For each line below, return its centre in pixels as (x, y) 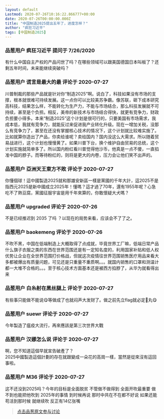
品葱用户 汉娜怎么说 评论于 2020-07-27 (52, 339)
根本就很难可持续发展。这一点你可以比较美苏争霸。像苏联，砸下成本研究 (86, 100)
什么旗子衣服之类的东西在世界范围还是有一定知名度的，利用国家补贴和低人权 (82, 250)
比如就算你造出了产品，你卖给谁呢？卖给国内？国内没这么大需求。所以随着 (80, 136)
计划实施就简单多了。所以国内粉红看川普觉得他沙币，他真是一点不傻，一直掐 (82, 149)
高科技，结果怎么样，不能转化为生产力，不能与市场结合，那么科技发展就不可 (82, 106)
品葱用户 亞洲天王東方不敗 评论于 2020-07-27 (59, 169)
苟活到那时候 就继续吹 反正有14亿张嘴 (43, 401)
